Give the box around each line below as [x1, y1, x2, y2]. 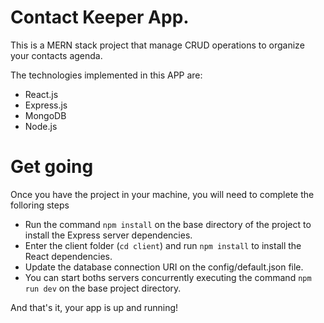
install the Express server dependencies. [24, 229, 193, 241]
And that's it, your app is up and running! [10, 301, 179, 313]
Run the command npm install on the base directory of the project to [24, 218, 312, 230]
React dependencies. [24, 250, 113, 262]
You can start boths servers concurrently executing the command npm [24, 271, 312, 283]
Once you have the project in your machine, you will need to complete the [10, 188, 315, 200]
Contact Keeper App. [10, 6, 190, 29]
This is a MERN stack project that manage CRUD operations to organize [10, 39, 305, 51]
